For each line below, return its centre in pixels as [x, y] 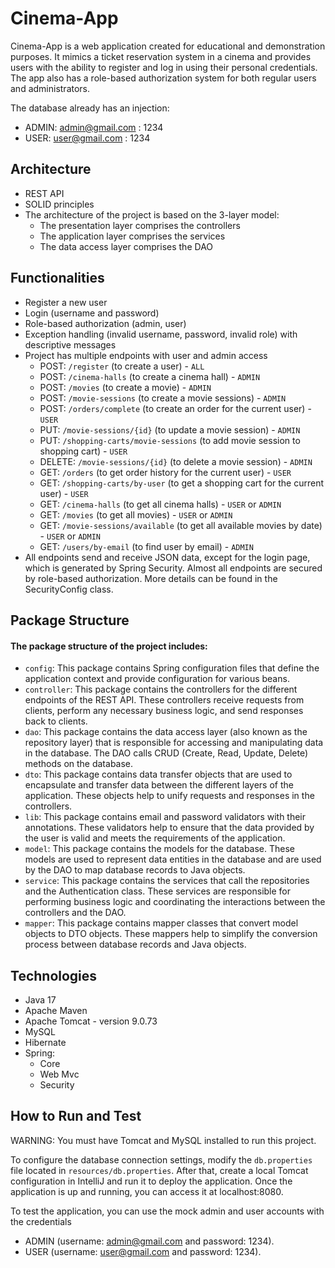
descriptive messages [70, 344]
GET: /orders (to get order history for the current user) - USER [165, 472]
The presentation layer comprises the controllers [140, 225]
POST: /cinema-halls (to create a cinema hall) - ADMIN [150, 376]
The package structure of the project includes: [109, 646]
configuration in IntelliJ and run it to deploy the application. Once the [151, 1181]
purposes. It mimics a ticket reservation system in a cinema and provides [161, 56]
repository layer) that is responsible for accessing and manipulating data [174, 743]
